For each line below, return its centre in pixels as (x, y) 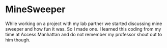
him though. (18, 40)
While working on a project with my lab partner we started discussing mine (84, 23)
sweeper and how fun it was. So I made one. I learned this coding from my (83, 29)
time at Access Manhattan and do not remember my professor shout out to (84, 34)
